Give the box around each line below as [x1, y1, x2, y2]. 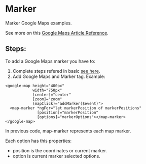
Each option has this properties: [5, 138, 72, 144]
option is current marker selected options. [12, 153, 100, 159]
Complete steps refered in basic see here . [12, 68, 100, 74]
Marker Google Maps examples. [5, 20, 72, 26]
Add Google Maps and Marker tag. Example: [12, 73, 105, 79]
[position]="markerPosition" [37, 110, 99, 115]
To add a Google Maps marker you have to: [5, 58, 95, 64]
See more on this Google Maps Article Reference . [5, 30, 109, 36]
